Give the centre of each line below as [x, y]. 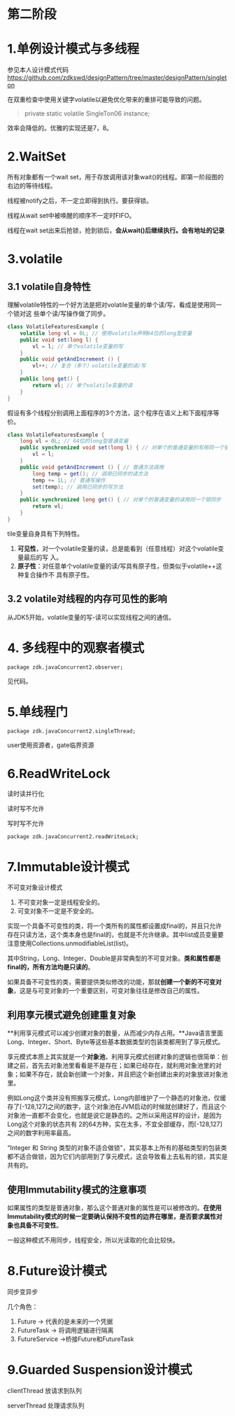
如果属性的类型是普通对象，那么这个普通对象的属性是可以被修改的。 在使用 [114, 1208]
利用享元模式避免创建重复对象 [72, 1015]
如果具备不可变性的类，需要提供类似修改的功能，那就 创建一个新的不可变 [111, 982]
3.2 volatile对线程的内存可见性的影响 [87, 599]
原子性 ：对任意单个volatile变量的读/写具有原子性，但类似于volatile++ [116, 566]
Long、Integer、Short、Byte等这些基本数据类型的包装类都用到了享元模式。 [116, 1042]
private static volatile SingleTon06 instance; [87, 113]
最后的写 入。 [43, 557]
